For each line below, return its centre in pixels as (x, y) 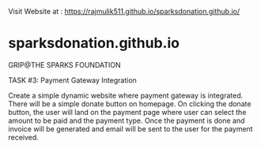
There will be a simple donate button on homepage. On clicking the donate (130, 104)
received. (24, 137)
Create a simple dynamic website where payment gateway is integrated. (126, 95)
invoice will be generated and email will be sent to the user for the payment (130, 128)
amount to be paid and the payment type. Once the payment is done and (127, 120)
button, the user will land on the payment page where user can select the (127, 112)
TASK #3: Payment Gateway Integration (72, 80)
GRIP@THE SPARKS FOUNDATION (64, 65)
